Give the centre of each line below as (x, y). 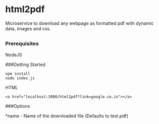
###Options (18, 106)
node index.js (20, 78)
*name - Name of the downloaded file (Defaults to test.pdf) (67, 116)
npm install (18, 74)
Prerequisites (22, 44)
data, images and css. (28, 28)
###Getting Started (25, 65)
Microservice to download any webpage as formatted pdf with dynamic (79, 23)
